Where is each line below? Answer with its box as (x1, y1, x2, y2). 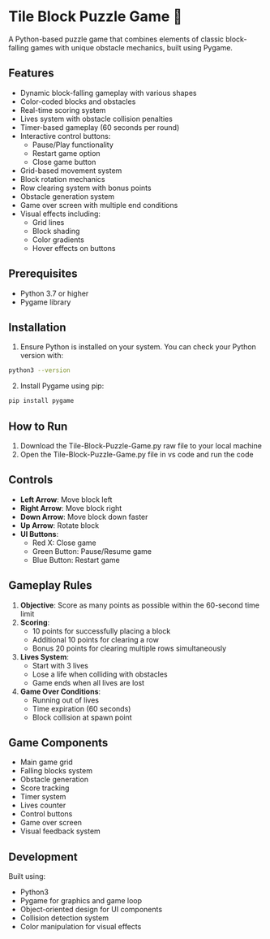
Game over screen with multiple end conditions (19, 200, 178, 210)
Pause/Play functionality (32, 140, 114, 149)
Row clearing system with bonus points (19, 183, 152, 193)
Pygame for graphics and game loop (19, 896, 143, 906)
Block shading (32, 226, 80, 236)
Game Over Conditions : (19, 686, 101, 696)
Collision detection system (19, 913, 109, 923)
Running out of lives (32, 695, 100, 705)
